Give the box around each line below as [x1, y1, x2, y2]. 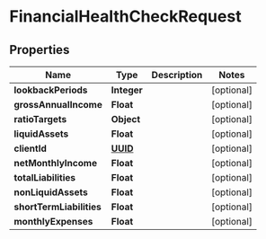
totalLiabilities [13, 172, 76, 183]
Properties [9, 42, 70, 58]
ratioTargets [13, 113, 67, 125]
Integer [111, 84, 144, 96]
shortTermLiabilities [13, 200, 102, 213]
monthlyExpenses [13, 216, 93, 227]
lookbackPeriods [13, 84, 88, 96]
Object [111, 113, 141, 125]
